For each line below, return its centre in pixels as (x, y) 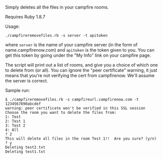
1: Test (13, 117)
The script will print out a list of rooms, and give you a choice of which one (81, 65)
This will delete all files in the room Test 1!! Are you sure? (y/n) (81, 139)
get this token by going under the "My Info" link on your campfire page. (78, 55)
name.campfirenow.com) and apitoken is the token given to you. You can (80, 50)
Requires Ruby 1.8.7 (25, 17)
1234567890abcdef (23, 104)
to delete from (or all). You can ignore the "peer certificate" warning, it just (81, 70)
